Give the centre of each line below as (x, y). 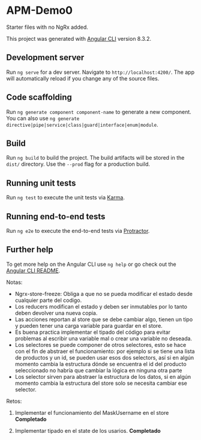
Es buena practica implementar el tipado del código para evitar (93, 332)
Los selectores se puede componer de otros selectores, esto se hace (100, 345)
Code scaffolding (39, 98)
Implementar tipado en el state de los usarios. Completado (88, 430)
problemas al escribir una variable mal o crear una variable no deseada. (103, 338)
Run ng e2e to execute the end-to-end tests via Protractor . (78, 231)
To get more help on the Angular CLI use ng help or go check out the (91, 264)
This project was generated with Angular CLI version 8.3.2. (79, 38)
